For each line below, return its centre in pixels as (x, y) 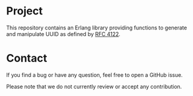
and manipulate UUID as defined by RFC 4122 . (64, 34)
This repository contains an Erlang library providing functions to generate (97, 28)
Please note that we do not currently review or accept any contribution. (94, 86)
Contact (27, 58)
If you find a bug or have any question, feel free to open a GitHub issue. (94, 75)
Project (25, 11)
